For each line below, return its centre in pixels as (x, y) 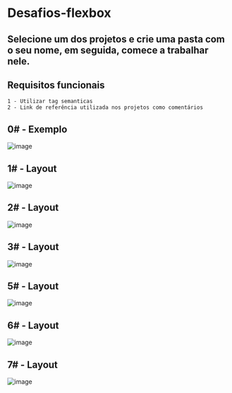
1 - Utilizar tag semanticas (50, 101)
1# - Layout (32, 169)
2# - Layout (33, 207)
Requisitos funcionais (56, 85)
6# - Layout (33, 325)
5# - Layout (33, 287)
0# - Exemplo (37, 129)
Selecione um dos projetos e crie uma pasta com (116, 39)
